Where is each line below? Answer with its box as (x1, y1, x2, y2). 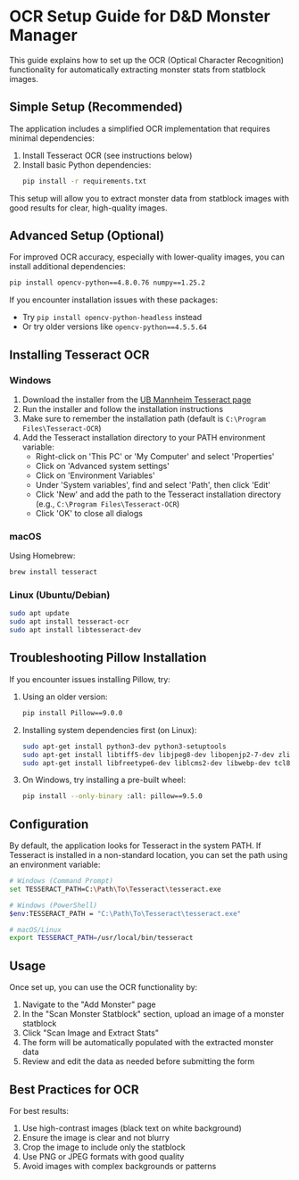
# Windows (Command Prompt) (9, 877, 114, 886)
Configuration (9, 816, 89, 831)
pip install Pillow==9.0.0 (21, 708, 123, 717)
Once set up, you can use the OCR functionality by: (9, 982, 198, 993)
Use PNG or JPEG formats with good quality (21, 1151, 185, 1161)
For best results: (9, 1105, 70, 1116)
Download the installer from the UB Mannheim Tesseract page (21, 394, 252, 405)
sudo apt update (9, 609, 70, 618)
